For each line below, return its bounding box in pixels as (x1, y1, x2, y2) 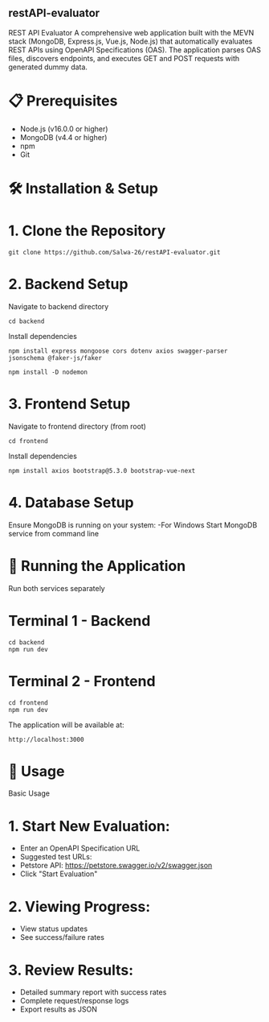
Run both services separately (8, 583, 106, 593)
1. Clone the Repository (8, 221, 166, 240)
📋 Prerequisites (8, 92, 118, 110)
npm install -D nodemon (8, 368, 88, 376)
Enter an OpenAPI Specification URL (19, 843, 141, 853)
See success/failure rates (19, 933, 104, 942)
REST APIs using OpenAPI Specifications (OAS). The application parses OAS (8, 44, 261, 55)
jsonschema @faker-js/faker (8, 354, 103, 362)
